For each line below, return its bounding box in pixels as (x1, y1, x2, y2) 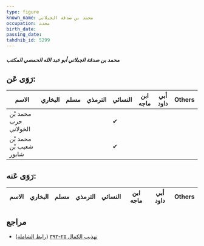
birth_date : (6, 26, 36, 32)
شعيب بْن (9, 142, 33, 151)
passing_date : (6, 32, 42, 38)
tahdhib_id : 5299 (6, 37, 50, 43)
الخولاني (9, 125, 30, 133)
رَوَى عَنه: (6, 170, 36, 181)
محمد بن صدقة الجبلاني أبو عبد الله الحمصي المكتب (6, 56, 120, 63)
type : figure (6, 9, 39, 15)
